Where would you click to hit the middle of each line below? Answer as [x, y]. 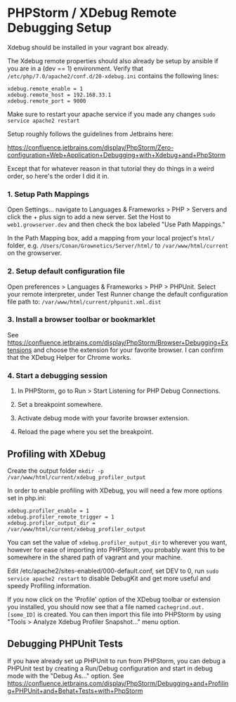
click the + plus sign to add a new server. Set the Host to [89, 217]
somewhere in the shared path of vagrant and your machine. [95, 557]
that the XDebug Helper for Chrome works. [70, 357]
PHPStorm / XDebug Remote [92, 13]
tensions [20, 350]
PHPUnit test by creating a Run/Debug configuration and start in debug [110, 668]
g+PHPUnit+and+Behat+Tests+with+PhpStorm [75, 691]
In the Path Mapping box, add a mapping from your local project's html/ [111, 238]
